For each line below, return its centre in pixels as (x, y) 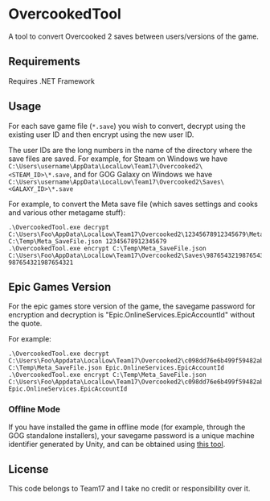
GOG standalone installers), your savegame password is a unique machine (131, 435)
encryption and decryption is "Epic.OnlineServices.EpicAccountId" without (132, 315)
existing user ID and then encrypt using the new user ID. (101, 135)
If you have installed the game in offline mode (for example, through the (127, 427)
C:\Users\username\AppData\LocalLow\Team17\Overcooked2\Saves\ (117, 182)
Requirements (44, 62)
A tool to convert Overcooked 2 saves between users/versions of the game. (134, 36)
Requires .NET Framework (51, 81)
